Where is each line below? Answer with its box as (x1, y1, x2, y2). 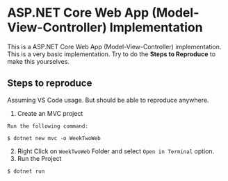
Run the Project (17, 154, 62, 162)
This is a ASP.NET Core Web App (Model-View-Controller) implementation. (7, 42, 222, 51)
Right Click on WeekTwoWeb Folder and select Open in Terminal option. (17, 147, 215, 155)
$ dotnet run (7, 168, 45, 175)
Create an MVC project (17, 109, 83, 117)
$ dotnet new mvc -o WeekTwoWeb (7, 135, 101, 141)
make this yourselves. (7, 57, 70, 65)
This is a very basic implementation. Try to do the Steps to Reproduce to (7, 50, 216, 58)
